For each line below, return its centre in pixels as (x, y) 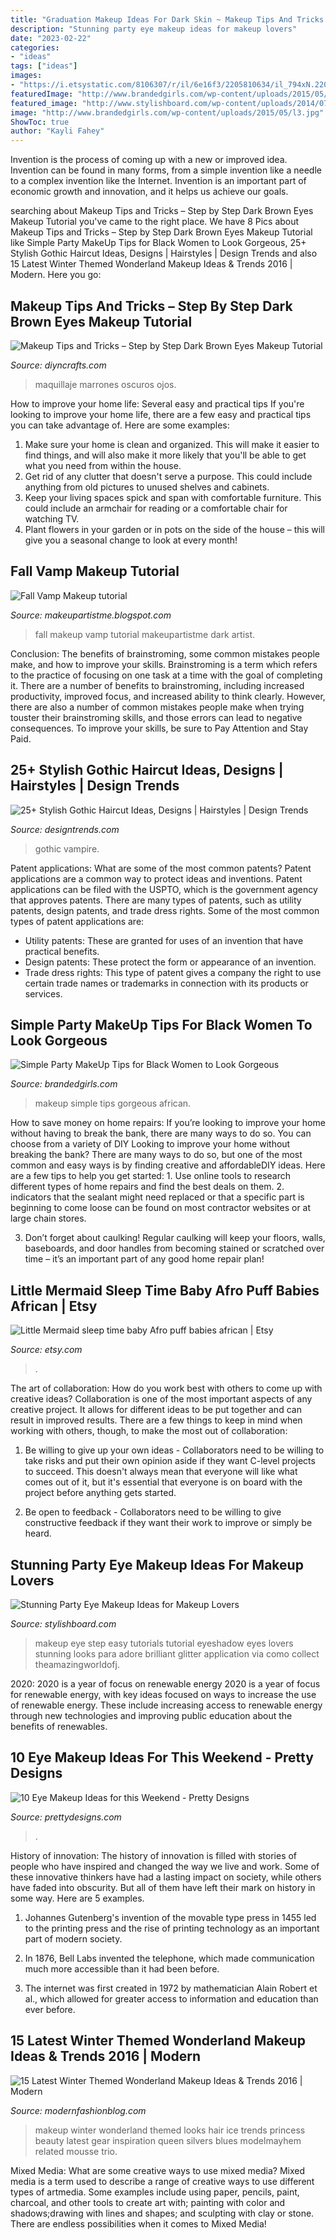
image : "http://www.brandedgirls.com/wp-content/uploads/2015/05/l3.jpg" (167, 112)
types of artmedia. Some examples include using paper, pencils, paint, (155, 2192)
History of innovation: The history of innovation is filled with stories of (154, 1855)
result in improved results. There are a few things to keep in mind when (156, 1420)
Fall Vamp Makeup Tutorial (95, 571)
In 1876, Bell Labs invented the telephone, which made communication (169, 1958)
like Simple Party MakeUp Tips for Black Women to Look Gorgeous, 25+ (158, 243)
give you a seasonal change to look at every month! (131, 540)
